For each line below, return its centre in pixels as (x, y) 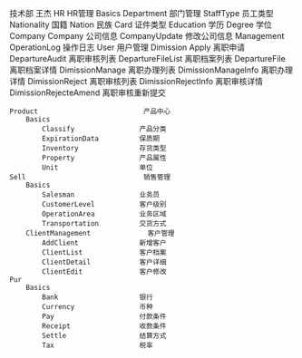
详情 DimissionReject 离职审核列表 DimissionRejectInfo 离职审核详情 (136, 81)
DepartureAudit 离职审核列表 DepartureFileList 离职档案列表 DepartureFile (147, 58)
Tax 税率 (97, 345)
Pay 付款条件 (104, 316)
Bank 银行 (97, 297)
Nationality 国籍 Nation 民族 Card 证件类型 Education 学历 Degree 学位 (141, 24)
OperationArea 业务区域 (104, 214)
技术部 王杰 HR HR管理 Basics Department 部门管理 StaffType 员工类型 (141, 13)
